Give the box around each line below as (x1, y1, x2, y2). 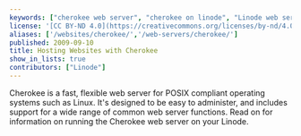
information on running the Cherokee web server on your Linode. (9, 115, 249, 126)
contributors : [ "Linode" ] (9, 64, 106, 72)
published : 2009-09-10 (9, 38, 94, 47)
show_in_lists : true (9, 55, 87, 64)
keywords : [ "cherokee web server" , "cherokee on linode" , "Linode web (9, 13, 279, 22)
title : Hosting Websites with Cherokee (9, 47, 159, 55)
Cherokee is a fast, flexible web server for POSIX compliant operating (9, 87, 266, 98)
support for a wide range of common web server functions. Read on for (9, 106, 273, 117)
